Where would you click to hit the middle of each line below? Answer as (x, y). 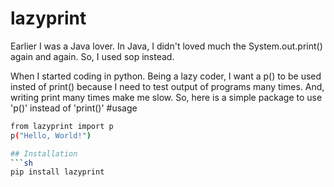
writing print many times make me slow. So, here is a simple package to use (166, 97)
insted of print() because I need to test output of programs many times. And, (167, 86)
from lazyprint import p (62, 126)
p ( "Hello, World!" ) (51, 135)
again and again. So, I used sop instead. (92, 56)
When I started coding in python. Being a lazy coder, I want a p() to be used (166, 76)
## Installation (44, 153)
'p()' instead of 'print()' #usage (74, 108)
